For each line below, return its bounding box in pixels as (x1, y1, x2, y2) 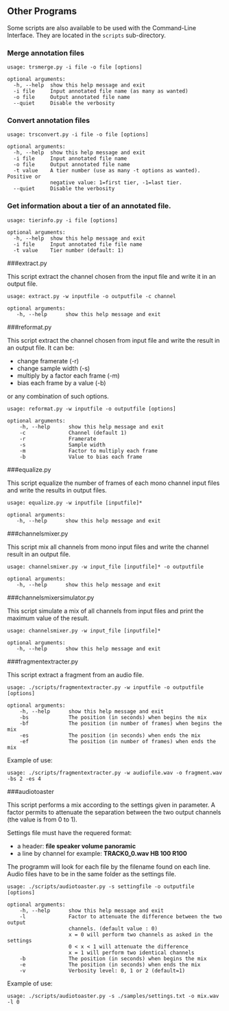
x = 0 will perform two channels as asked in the (68, 931, 213, 938)
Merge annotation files (7, 48, 84, 58)
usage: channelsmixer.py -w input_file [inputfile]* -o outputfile (7, 563, 204, 570)
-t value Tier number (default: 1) (13, 247, 125, 253)
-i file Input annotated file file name (13, 240, 143, 248)
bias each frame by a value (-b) (16, 378, 106, 387)
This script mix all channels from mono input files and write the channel (7, 543, 209, 551)
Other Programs (7, 5, 77, 17)
